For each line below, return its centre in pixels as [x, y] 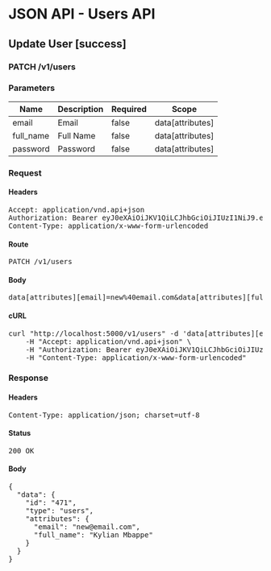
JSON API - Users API [82, 14]
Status [20, 433]
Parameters [31, 88]
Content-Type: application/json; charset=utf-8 [104, 415]
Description [81, 109]
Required [129, 109]
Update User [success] [67, 44]
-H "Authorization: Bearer [79, 350]
